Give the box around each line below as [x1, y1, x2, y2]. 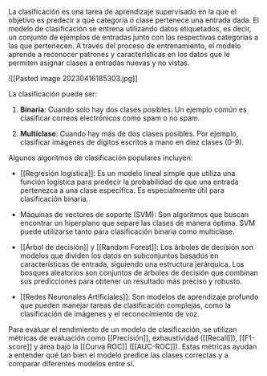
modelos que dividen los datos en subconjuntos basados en [19, 251, 219, 260]
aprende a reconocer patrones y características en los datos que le [8, 50, 230, 59]
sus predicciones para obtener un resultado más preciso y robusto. [19, 276, 242, 286]
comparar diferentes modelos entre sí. [8, 359, 135, 368]
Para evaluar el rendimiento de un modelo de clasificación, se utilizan [8, 325, 237, 334]
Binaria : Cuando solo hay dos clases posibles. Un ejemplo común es [19, 104, 247, 114]
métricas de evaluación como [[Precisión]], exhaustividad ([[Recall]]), [8, 333, 238, 342]
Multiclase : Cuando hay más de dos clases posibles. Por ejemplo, [19, 129, 239, 138]
